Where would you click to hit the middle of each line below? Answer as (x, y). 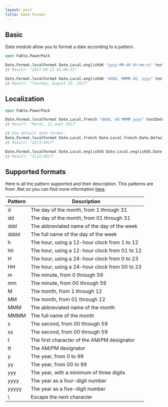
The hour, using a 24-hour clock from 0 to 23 (84, 259)
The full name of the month (62, 316)
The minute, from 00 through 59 (68, 283)
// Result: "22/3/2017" (30, 142)
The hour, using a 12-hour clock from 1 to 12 (84, 242)
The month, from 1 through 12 (66, 291)
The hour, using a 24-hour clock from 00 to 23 (86, 267)
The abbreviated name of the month (73, 307)
